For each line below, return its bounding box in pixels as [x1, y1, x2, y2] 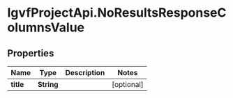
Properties [7, 47, 54, 59]
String [37, 80, 59, 89]
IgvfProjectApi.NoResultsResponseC [7, 5, 227, 21]
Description [65, 68, 105, 77]
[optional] [111, 80, 144, 89]
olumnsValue [7, 19, 85, 35]
